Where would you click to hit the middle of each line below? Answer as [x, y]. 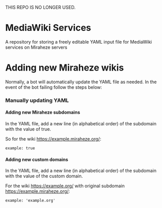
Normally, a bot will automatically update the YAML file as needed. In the [81, 82]
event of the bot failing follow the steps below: [54, 87]
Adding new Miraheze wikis [65, 68]
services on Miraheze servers [36, 47]
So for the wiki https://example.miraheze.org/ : [53, 139]
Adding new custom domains [37, 159]
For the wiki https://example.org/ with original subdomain [65, 186]
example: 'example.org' [30, 201]
